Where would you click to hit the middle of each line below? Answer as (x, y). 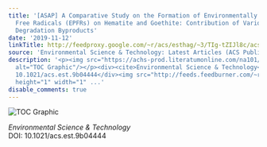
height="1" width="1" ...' (60, 82)
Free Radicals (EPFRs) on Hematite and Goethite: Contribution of (128, 23)
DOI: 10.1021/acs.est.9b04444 (57, 136)
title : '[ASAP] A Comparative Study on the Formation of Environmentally (133, 15)
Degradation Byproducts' (56, 30)
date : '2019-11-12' (41, 38)
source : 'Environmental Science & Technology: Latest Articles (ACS (124, 52)
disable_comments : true (48, 89)
